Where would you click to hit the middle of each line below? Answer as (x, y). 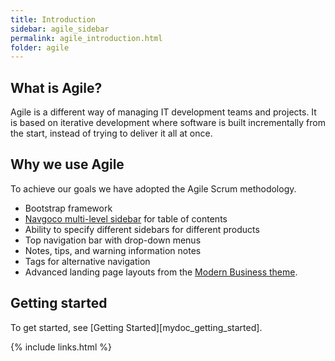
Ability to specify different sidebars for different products (142, 229)
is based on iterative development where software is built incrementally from (168, 123)
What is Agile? (56, 87)
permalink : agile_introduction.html (86, 38)
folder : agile (40, 47)
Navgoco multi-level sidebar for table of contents (126, 218)
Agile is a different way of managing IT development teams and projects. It (163, 112)
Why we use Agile (67, 164)
